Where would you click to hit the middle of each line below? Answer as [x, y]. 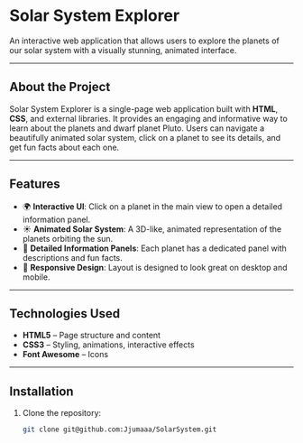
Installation [41, 391]
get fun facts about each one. [64, 147]
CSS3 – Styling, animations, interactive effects [109, 345]
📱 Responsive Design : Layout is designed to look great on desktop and [155, 267]
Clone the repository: [62, 413]
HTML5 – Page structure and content [91, 336]
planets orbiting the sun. [68, 238]
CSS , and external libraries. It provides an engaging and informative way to [149, 118]
